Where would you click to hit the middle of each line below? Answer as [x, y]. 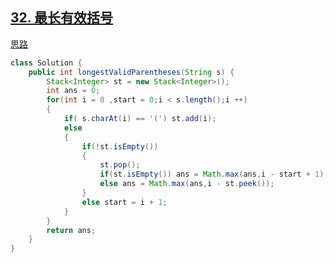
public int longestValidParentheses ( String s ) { [131, 72]
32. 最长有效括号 [62, 18]
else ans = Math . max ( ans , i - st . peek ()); [187, 184]
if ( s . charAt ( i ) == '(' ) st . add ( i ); [140, 119]
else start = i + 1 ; [124, 202]
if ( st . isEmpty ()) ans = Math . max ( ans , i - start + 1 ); [214, 174]
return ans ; [71, 230]
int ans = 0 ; [73, 91]
